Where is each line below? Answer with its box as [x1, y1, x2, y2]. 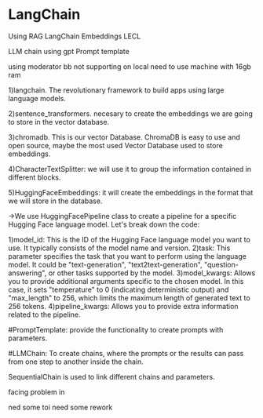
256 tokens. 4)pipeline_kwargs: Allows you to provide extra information [8, 301, 239, 311]
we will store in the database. [8, 196, 103, 205]
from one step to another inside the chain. [8, 357, 144, 366]
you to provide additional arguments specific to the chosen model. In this [8, 276, 244, 285]
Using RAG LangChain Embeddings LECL [8, 31, 141, 41]
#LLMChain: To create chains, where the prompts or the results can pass [8, 348, 244, 358]
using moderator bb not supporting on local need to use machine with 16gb [8, 61, 251, 71]
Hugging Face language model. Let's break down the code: [8, 220, 200, 229]
